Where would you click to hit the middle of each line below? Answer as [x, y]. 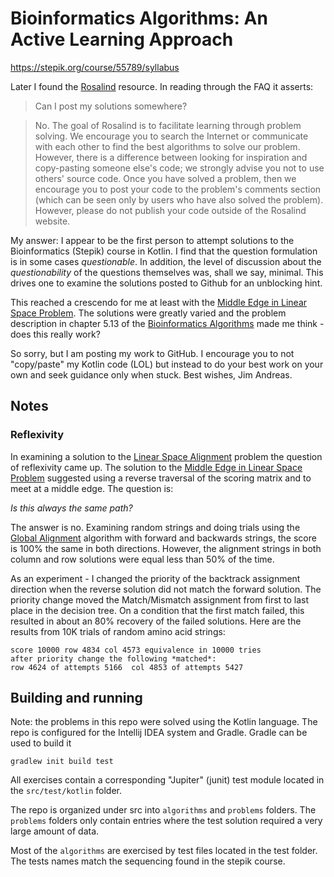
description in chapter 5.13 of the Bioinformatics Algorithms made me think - [167, 323]
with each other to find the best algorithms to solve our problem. [167, 146]
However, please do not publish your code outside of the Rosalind [170, 210]
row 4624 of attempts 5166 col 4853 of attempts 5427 [127, 667]
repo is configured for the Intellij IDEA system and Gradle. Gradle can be [159, 733]
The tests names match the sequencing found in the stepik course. [148, 861]
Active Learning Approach [122, 39]
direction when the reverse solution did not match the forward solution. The [166, 589]
